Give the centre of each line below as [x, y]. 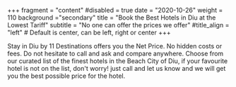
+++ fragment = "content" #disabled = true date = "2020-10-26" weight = [115, 10]
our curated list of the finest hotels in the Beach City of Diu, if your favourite [118, 61]
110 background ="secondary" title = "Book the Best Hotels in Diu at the [112, 18]
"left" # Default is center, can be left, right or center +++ [89, 32]
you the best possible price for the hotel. [66, 76]
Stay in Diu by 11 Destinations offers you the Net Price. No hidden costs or [115, 46]
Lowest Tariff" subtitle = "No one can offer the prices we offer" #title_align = [118, 25]
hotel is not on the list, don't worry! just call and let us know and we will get [117, 68]
